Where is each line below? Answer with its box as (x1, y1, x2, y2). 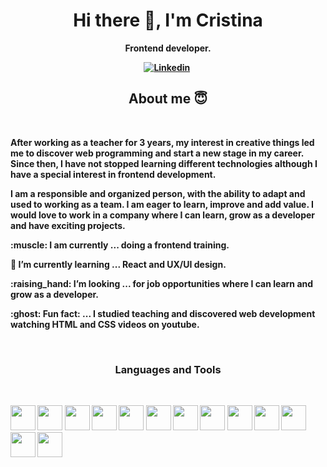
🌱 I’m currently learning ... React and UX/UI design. (10, 258, 227, 270)
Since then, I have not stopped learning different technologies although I (10, 157, 318, 169)
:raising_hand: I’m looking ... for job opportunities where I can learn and (10, 277, 314, 289)
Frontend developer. (124, 42, 212, 54)
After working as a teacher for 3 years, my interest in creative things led (10, 136, 315, 148)
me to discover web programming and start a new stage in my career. (10, 147, 304, 159)
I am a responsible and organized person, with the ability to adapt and (10, 187, 306, 199)
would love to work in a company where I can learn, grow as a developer (10, 209, 316, 221)
